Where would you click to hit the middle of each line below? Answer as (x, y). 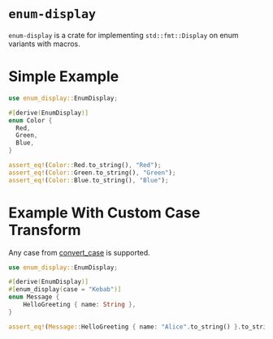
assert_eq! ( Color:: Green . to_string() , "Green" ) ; (92, 173)
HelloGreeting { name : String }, (80, 305)
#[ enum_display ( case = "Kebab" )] (65, 290)
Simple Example (64, 77)
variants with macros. (44, 44)
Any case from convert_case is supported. (79, 252)
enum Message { (34, 297)
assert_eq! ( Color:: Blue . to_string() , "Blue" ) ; (89, 180)
